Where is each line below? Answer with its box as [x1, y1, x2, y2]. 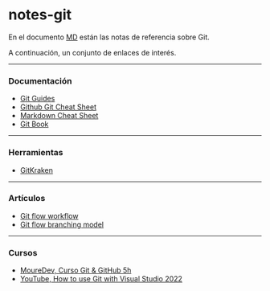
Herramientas [8, 147, 63, 158]
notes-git [8, 6, 72, 24]
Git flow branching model [19, 219, 104, 229]
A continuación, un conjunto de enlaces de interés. [8, 47, 177, 57]
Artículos [8, 193, 46, 204]
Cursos [8, 247, 38, 258]
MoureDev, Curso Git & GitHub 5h [19, 265, 132, 275]
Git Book [19, 119, 49, 129]
